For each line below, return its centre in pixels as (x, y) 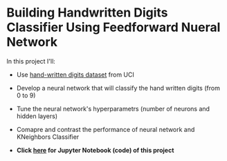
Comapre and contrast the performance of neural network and (106, 129)
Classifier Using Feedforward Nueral (113, 27)
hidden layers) (37, 116)
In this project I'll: (31, 61)
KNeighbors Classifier (48, 137)
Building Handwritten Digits (87, 13)
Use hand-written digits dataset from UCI (75, 75)
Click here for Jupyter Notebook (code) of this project (95, 150)
